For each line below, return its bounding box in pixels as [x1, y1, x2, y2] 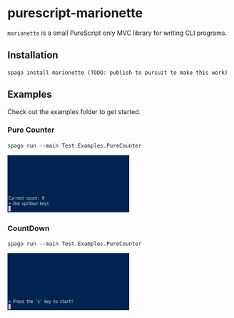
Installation [7, 49, 58, 61]
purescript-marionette [7, 5, 143, 21]
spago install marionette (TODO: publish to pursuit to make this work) [7, 69, 228, 76]
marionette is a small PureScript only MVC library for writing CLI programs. [7, 29, 227, 37]
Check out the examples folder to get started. [7, 107, 141, 116]
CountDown [7, 223, 50, 233]
